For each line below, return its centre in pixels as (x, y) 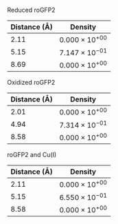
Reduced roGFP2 (32, 10)
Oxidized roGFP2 (31, 82)
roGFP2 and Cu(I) (32, 154)
